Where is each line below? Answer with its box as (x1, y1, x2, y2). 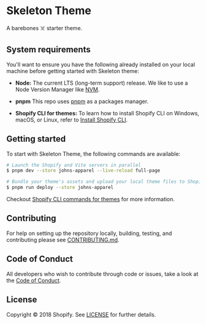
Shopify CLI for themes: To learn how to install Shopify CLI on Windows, (15, 109, 199, 117)
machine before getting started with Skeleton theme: (6, 67, 140, 74)
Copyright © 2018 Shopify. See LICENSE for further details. (6, 310, 156, 318)
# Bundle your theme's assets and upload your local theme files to (6, 179, 185, 185)
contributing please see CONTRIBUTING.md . (6, 236, 120, 243)
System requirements (6, 44, 91, 55)
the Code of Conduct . (6, 277, 61, 284)
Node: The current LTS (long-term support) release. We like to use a (15, 79, 188, 87)
